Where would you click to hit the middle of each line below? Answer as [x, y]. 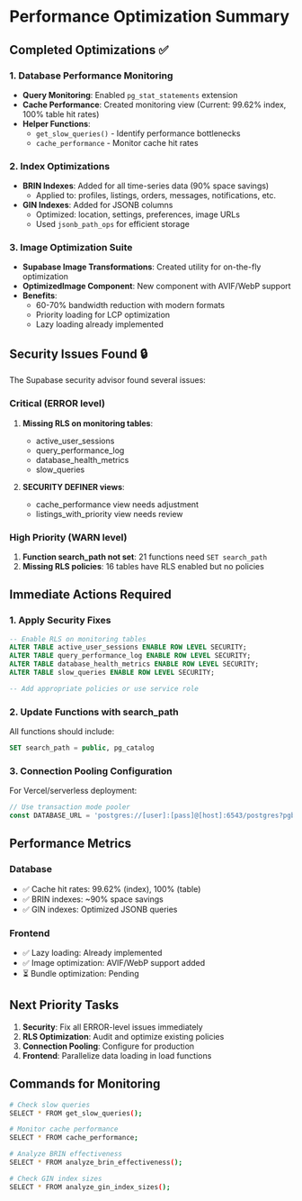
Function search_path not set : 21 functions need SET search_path [145, 557]
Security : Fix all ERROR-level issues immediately [113, 1027]
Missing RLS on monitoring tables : [88, 423]
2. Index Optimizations [60, 166]
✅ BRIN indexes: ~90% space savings [93, 899]
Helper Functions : [57, 123]
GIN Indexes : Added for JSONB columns [98, 205]
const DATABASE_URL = [50, 816]
